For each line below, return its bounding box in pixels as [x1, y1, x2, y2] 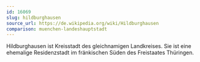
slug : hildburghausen [6, 15, 61, 21]
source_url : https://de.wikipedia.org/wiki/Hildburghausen [6, 20, 159, 26]
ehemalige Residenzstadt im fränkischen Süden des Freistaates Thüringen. [6, 49, 195, 57]
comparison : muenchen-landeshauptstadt [6, 26, 108, 32]
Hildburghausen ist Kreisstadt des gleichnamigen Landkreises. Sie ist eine [6, 43, 191, 50]
